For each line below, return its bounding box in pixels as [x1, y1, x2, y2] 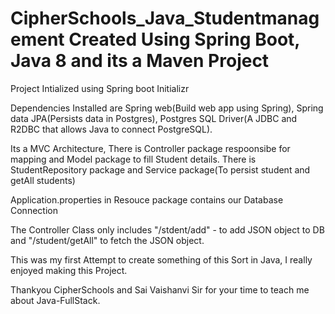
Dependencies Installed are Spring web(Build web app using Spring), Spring [10, 102, 324, 114]
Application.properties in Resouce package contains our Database [10, 193, 284, 206]
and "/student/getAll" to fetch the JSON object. [10, 234, 205, 246]
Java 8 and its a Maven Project [10, 50, 270, 72]
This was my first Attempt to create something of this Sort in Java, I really [10, 253, 313, 266]
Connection [10, 204, 58, 216]
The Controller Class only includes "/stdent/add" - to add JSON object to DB [10, 223, 325, 236]
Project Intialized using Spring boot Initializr [10, 82, 190, 94]
